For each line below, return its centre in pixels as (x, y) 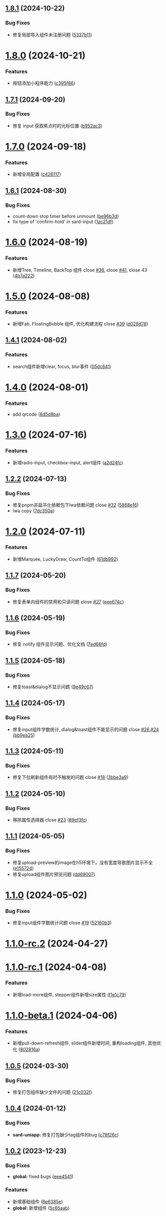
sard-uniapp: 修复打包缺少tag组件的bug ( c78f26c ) (66, 1134)
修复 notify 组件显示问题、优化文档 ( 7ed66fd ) (60, 644)
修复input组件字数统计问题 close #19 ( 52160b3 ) (62, 923)
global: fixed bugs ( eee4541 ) (43, 1177)
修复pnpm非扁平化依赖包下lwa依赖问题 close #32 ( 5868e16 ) (76, 505)
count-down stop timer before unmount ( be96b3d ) (66, 217)
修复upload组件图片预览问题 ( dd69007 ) (54, 874)
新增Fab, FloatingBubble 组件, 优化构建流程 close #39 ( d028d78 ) (80, 324)
